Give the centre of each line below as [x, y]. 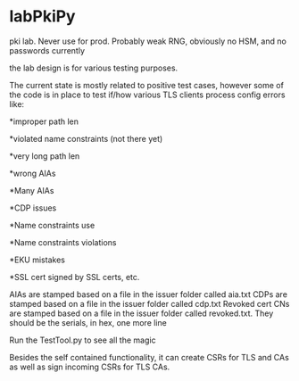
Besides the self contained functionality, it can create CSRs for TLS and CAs [149, 357]
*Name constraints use [52, 225]
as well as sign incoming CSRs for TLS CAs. [90, 367]
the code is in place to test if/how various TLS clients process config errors [147, 95]
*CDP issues [33, 208]
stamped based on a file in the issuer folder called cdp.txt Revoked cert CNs [149, 303]
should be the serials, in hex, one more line [88, 322]
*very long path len [45, 156]
